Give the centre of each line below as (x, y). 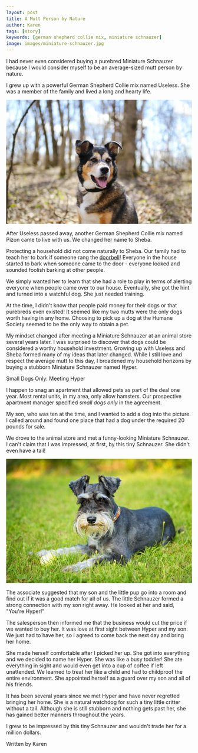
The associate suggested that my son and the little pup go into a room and (96, 593)
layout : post (22, 12)
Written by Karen (27, 744)
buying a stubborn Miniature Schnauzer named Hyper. (72, 367)
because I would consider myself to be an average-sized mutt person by (94, 67)
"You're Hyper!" (25, 611)
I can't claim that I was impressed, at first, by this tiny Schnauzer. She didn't (98, 444)
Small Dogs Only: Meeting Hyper (46, 379)
